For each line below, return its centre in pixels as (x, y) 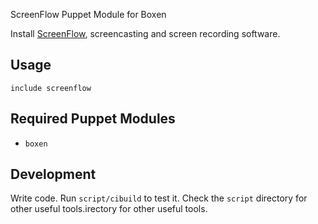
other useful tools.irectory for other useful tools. (109, 209)
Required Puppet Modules (93, 119)
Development (53, 174)
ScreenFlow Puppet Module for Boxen (88, 14)
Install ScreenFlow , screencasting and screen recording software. (145, 33)
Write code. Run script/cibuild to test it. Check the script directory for (159, 198)
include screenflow (51, 88)
